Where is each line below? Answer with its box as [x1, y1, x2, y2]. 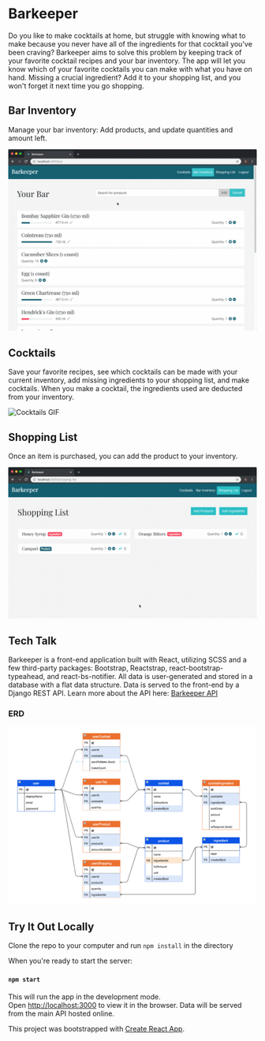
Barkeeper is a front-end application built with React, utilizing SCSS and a [8, 655, 247, 664]
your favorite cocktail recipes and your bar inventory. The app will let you [8, 56, 246, 65]
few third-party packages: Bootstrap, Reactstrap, [8, 663, 168, 673]
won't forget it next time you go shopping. [8, 80, 144, 91]
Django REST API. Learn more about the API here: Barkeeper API [8, 688, 218, 698]
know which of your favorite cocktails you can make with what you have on [8, 64, 252, 73]
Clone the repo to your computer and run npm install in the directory [8, 941, 234, 950]
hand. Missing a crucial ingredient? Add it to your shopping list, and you [8, 73, 241, 82]
